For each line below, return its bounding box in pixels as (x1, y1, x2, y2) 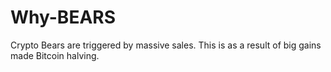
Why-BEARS (10, 6, 117, 29)
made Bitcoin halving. (10, 49, 100, 61)
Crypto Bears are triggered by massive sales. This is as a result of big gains (10, 39, 322, 51)
